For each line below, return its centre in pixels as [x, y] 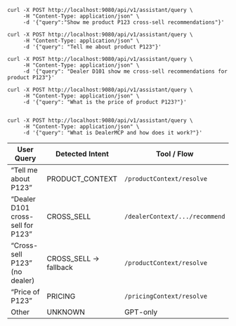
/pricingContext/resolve [166, 296]
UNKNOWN [66, 312]
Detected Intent [82, 154]
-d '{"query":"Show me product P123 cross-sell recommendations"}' [124, 22]
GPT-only [141, 312]
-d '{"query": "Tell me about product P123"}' [92, 47]
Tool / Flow [175, 154]
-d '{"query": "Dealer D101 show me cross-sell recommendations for [125, 72]
